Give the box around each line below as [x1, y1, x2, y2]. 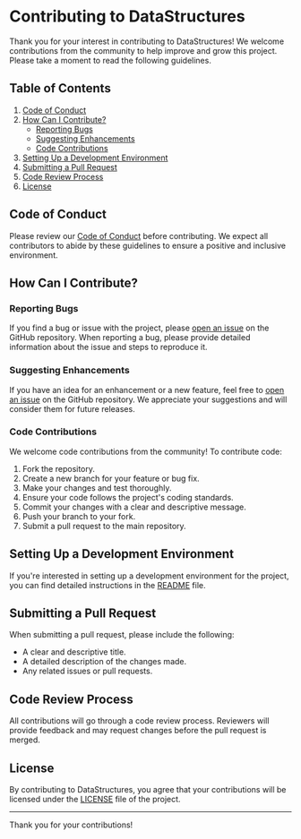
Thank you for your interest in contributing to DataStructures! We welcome [9, 36, 285, 47]
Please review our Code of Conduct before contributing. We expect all [9, 230, 269, 241]
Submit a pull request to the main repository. [21, 520, 186, 531]
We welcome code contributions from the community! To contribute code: [9, 446, 282, 457]
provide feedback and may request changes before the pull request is [9, 725, 267, 736]
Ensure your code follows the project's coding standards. [21, 492, 235, 502]
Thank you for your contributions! [9, 819, 133, 830]
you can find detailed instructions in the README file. [9, 579, 206, 590]
